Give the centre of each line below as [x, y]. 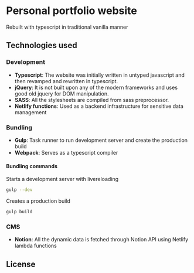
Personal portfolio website [72, 11]
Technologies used [42, 45]
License [21, 264]
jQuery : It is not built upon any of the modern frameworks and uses [96, 87]
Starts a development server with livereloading [62, 179]
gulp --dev [19, 190]
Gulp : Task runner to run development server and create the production [101, 140]
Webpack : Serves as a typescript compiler [66, 152]
